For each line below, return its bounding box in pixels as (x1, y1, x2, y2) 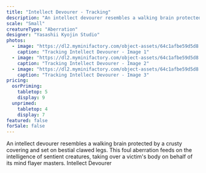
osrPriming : (12, 83, 43, 90)
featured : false (6, 117, 48, 123)
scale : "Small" (6, 20, 45, 26)
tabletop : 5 (17, 89, 48, 95)
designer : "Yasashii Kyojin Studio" (6, 32, 100, 38)
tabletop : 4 (17, 106, 48, 112)
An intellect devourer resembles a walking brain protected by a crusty (6, 140, 183, 147)
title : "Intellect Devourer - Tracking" (6, 9, 112, 15)
